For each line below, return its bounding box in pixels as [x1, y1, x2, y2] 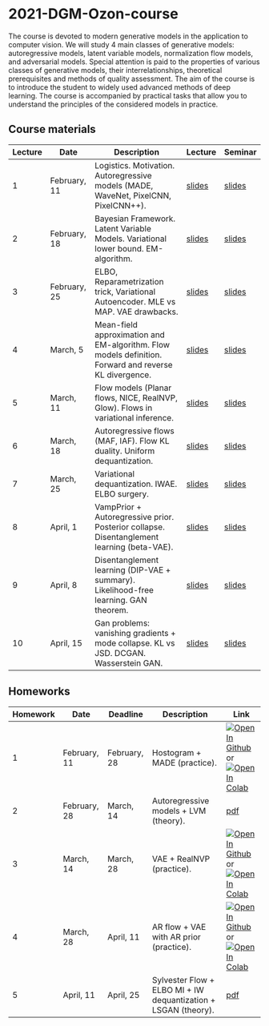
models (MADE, [94, 179, 154, 191]
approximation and [94, 329, 166, 340]
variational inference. [94, 412, 175, 423]
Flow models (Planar [94, 382, 172, 393]
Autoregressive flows [94, 425, 175, 437]
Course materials [8, 123, 96, 136]
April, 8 [50, 579, 78, 590]
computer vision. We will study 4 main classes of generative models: [8, 39, 235, 49]
